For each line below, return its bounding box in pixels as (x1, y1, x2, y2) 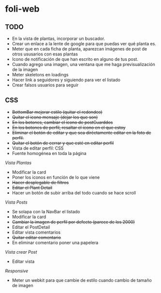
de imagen (12, 282, 34, 288)
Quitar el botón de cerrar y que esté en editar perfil (12, 140, 114, 146)
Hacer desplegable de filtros (12, 179, 69, 185)
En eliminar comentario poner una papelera (12, 240, 99, 245)
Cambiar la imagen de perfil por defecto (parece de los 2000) (12, 219, 135, 224)
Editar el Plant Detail (12, 185, 52, 190)
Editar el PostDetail (12, 224, 50, 230)
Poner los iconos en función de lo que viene (12, 174, 100, 180)
